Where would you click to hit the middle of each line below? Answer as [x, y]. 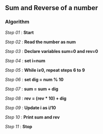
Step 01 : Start [19, 32]
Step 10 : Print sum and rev [32, 117]
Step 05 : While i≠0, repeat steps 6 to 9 [45, 70]
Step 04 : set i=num [25, 61]
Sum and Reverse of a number [51, 8]
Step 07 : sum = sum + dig [32, 89]
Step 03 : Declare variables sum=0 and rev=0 [52, 51]
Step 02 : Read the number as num [41, 42]
